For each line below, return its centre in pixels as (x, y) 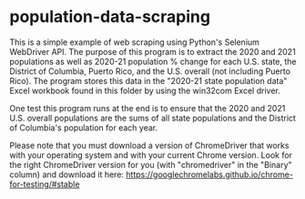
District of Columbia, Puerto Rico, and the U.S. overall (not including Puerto (150, 71)
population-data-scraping (110, 17)
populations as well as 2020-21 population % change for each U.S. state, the (153, 61)
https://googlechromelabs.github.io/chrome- (210, 174)
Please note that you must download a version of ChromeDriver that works (149, 145)
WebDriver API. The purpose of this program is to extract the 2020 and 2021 (152, 51)
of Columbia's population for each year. (83, 127)
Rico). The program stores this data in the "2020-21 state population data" (148, 80)
